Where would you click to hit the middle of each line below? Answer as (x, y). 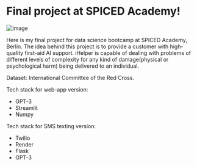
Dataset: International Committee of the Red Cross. (70, 78)
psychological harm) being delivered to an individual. (73, 66)
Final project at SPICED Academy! (94, 11)
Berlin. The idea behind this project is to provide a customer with (88, 46)
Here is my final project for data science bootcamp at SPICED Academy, (97, 40)
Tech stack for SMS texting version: (51, 126)
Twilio (23, 138)
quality (15, 52)
